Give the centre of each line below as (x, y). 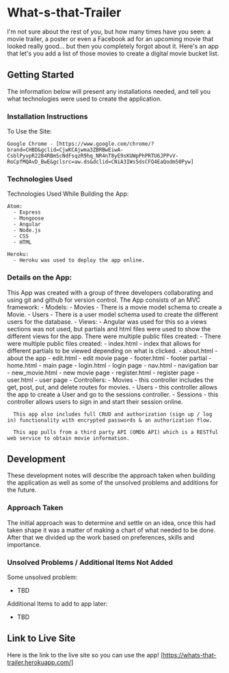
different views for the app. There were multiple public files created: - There (114, 336)
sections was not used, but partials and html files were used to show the (109, 329)
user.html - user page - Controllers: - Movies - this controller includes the (110, 380)
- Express (27, 213)
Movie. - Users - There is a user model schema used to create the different (113, 314)
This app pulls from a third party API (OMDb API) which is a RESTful (116, 432)
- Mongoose (29, 218)
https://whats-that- (190, 655)
